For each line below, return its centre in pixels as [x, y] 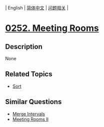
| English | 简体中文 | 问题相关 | [37, 8]
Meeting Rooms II [30, 119]
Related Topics [29, 74]
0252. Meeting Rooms [52, 28]
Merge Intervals [28, 114]
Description [24, 47]
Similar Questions [33, 102]
